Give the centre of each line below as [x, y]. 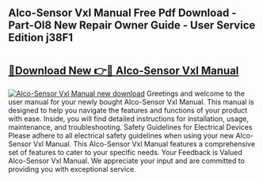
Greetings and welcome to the [196, 93]
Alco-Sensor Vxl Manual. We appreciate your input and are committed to [127, 161]
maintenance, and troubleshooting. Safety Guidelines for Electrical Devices [130, 127]
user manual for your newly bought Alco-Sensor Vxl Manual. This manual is [131, 102]
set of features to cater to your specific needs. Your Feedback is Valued [126, 152]
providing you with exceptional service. [72, 169]
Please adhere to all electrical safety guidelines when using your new [121, 135]
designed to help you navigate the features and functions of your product [128, 110]
